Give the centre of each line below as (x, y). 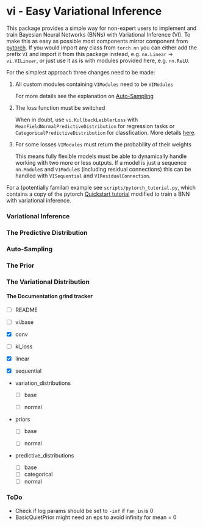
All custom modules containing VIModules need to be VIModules (94, 84)
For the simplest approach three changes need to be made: (81, 72)
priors (23, 420)
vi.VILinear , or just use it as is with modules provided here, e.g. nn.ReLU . (98, 60)
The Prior (20, 265)
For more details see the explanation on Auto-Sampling (84, 96)
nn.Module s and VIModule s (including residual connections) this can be (103, 169)
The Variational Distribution (48, 282)
